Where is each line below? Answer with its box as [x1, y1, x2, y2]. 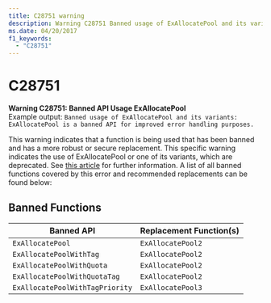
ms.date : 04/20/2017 [8, 27, 78, 35]
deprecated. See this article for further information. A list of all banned [8, 161, 242, 170]
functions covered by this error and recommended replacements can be [8, 169, 248, 179]
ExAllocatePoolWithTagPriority [12, 283, 133, 292]
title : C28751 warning [8, 11, 85, 20]
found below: [8, 178, 52, 187]
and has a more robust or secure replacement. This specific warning [8, 143, 236, 154]
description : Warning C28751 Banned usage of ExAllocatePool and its [8, 19, 248, 27]
